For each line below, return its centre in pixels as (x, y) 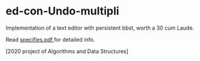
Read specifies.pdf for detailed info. (50, 39)
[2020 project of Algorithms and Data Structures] (67, 51)
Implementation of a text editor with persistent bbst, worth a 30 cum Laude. (100, 28)
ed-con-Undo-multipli (62, 11)
